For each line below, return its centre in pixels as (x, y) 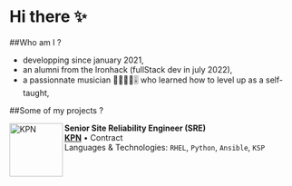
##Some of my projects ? (57, 110)
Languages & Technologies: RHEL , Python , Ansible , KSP (165, 147)
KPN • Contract (94, 137)
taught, (36, 93)
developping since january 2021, (83, 60)
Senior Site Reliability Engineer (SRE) (136, 128)
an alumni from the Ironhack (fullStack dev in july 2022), (127, 69)
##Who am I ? (35, 42)
